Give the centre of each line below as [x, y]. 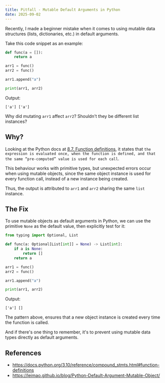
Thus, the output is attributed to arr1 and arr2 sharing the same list [75, 188]
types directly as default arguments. [42, 337]
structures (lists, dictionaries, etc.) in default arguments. [62, 34]
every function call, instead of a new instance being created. [67, 178]
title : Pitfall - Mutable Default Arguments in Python [63, 10]
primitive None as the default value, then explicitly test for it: [65, 226]
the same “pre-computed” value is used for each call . [62, 159]
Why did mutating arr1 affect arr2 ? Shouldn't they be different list [72, 116]
